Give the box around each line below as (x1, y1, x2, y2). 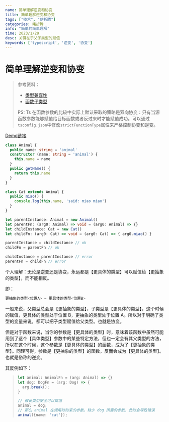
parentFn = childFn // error (5, 259, 66, 264)
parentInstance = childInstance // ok (5, 241, 87, 246)
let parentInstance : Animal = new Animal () (5, 217, 98, 222)
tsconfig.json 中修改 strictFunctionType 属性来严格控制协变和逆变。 (17, 122, 158, 128)
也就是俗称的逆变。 (5, 354, 45, 360)
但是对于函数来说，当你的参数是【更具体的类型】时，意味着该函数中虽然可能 (5, 329, 164, 335)
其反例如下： (5, 365, 32, 371)
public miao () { (10, 194, 44, 199)
